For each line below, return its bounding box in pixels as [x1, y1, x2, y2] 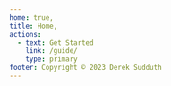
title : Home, [9, 21, 58, 30]
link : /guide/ [25, 47, 78, 56]
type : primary [25, 55, 78, 64]
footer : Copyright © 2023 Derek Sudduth [9, 64, 163, 73]
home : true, [9, 13, 54, 22]
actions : [9, 30, 42, 39]
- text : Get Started [17, 38, 94, 47]
